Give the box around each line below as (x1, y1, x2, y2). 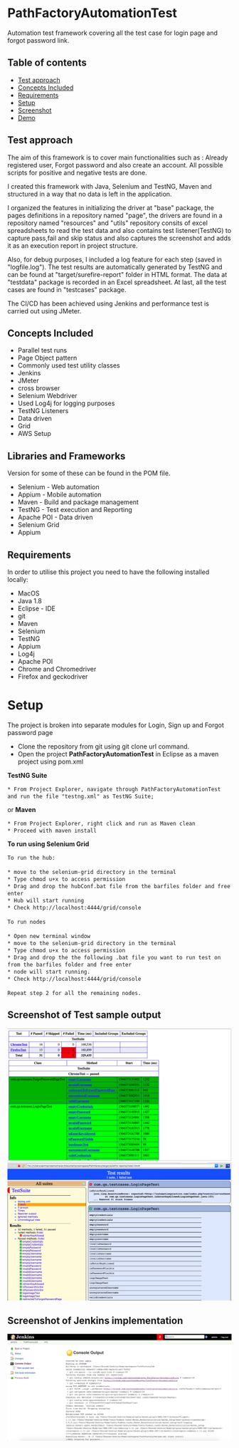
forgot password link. (7, 36, 70, 44)
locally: (7, 575, 28, 583)
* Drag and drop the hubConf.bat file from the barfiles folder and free (7, 882, 231, 890)
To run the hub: (7, 854, 55, 861)
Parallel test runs (17, 346, 68, 355)
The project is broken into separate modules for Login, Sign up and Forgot (7, 721, 224, 729)
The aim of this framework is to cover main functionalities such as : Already (7, 153, 228, 162)
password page (7, 728, 53, 736)
